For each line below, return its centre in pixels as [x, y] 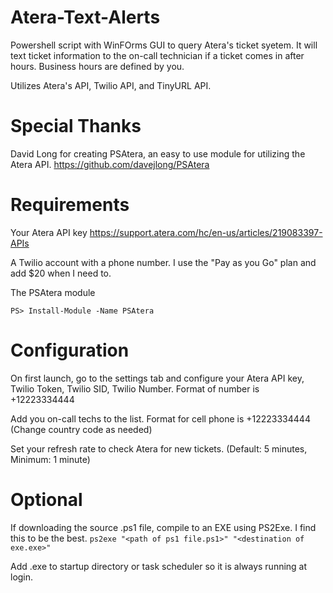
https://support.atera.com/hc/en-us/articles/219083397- [206, 232]
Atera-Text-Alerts [85, 17]
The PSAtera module [53, 292]
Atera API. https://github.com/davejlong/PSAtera [110, 164]
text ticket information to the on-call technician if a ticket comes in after [157, 55]
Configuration [70, 350]
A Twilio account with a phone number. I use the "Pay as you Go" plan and [163, 262]
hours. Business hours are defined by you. [97, 66]
